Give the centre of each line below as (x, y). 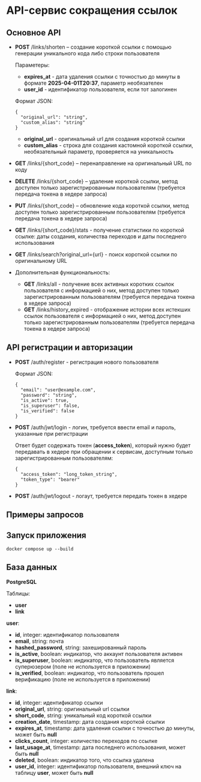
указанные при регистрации (51, 433)
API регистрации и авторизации (70, 348)
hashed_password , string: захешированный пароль (81, 647)
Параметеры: (32, 65)
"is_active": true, (45, 400)
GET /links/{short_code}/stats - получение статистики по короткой (100, 230)
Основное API (34, 33)
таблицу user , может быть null (54, 772)
